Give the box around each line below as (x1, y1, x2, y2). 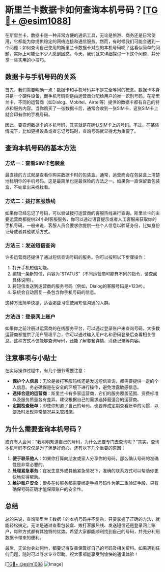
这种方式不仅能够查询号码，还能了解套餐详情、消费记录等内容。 (13, 338, 143, 344)
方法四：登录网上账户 (5, 313, 55, 320)
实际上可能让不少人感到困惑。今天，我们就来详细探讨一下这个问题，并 (13, 50, 156, 57)
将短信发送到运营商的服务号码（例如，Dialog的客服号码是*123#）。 (12, 283, 148, 289)
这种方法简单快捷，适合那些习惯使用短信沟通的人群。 (5, 300, 113, 306)
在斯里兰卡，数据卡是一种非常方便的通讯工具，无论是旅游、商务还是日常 (5, 32, 151, 38)
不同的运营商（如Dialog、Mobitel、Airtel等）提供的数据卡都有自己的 (18, 99, 156, 105)
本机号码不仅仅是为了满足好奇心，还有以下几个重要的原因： (5, 445, 126, 451)
